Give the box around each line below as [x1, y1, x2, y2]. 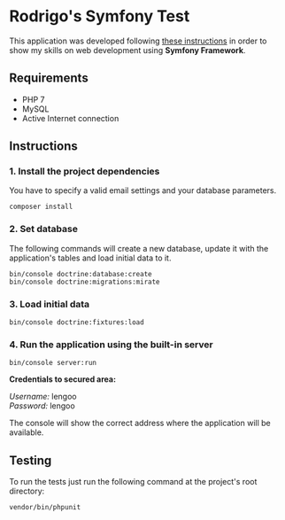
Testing [9, 453, 52, 468]
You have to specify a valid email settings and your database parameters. [9, 185, 277, 196]
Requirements [9, 71, 89, 86]
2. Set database [9, 223, 78, 236]
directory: [9, 485, 45, 497]
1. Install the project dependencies [9, 166, 160, 178]
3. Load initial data [9, 298, 90, 310]
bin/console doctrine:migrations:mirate [9, 277, 161, 286]
